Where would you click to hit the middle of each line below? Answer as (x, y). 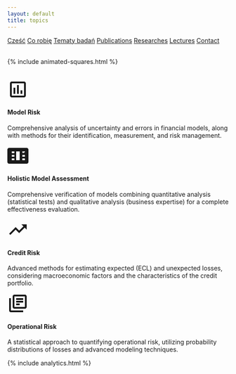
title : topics (28, 20)
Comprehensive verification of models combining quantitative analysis (109, 194)
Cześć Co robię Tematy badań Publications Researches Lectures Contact (113, 40)
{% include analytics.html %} (49, 363)
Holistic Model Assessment (48, 179)
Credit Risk (24, 252)
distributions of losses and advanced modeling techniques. (93, 349)
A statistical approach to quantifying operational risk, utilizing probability (112, 342)
